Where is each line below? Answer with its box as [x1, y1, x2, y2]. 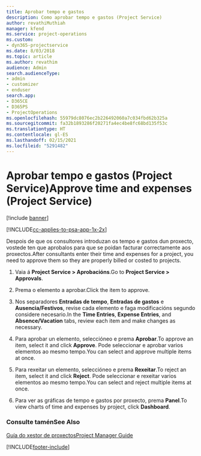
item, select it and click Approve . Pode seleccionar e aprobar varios [14, 341, 184, 348]
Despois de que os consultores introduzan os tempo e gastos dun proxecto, [6, 237, 194, 245]
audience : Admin [6, 64, 47, 71]
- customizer [6, 82, 39, 88]
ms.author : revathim [6, 59, 58, 65]
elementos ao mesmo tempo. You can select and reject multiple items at [14, 378, 192, 386]
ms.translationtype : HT [6, 126, 66, 132]
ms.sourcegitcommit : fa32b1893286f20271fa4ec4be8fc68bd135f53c [6, 121, 168, 127]
